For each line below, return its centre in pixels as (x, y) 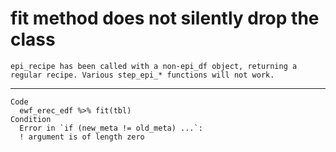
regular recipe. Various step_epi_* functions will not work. (142, 75)
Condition (31, 119)
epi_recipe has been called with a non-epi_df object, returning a (154, 66)
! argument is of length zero (82, 137)
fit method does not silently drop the (165, 18)
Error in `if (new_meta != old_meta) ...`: (111, 128)
